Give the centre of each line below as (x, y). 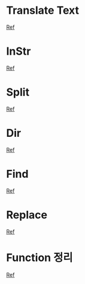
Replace (27, 215)
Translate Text (43, 11)
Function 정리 (40, 257)
